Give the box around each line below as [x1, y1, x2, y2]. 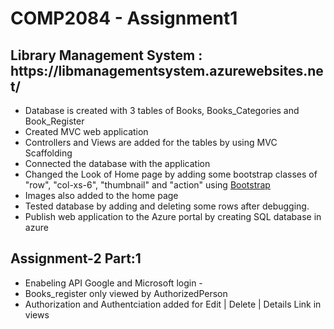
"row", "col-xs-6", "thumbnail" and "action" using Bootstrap [24, 179, 271, 191]
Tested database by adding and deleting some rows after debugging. [24, 200, 310, 212]
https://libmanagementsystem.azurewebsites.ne [10, 62, 324, 79]
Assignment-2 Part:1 [10, 250, 142, 267]
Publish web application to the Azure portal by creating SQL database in [24, 211, 322, 222]
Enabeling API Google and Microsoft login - [24, 277, 203, 289]
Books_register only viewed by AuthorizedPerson [24, 287, 228, 299]
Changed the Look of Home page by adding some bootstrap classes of [24, 168, 318, 180]
